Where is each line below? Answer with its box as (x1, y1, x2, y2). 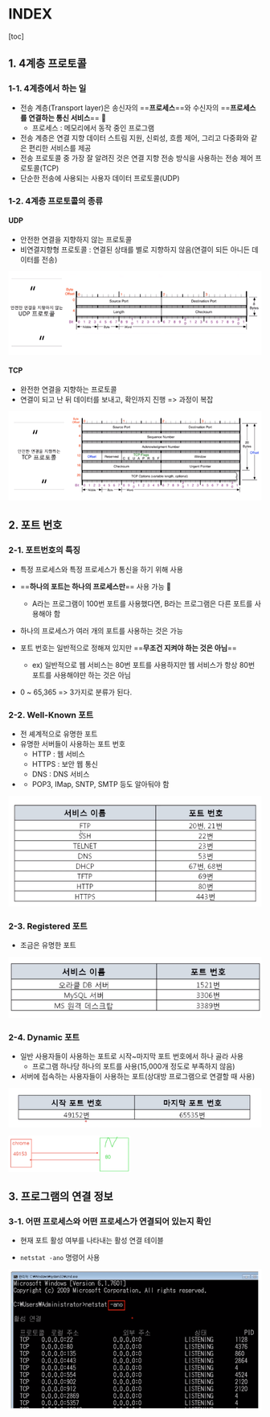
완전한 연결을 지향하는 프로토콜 (19, 384, 117, 394)
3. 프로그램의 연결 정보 (8, 1190, 114, 1204)
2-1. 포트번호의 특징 (8, 545, 81, 556)
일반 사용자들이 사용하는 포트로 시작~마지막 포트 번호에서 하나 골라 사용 (19, 1052, 243, 1061)
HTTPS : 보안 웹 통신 (31, 760, 99, 769)
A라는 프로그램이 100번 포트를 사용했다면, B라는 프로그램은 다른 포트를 (31, 599, 253, 608)
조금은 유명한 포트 (19, 941, 76, 950)
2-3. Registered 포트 (8, 921, 88, 932)
